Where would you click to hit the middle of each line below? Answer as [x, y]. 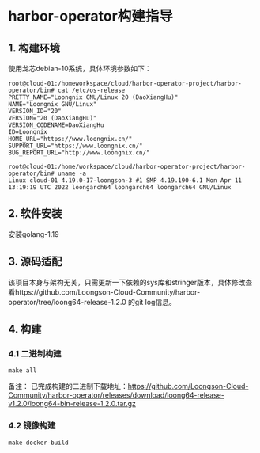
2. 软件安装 [35, 213]
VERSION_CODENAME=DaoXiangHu [56, 125]
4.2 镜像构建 [32, 426]
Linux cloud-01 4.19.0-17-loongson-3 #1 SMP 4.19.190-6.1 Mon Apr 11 [125, 181]
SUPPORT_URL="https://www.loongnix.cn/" [76, 146]
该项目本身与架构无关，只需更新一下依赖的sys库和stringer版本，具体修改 [127, 282]
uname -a [72, 173]
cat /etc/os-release [92, 90]
